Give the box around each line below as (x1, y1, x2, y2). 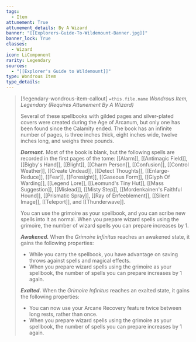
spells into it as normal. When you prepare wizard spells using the (20, 216, 180, 222)
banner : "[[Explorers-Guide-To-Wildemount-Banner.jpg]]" (6, 30, 148, 36)
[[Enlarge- (145, 167, 170, 174)
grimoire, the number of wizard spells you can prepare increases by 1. (20, 222, 189, 229)
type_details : (6, 79, 41, 85)
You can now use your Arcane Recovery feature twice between (29, 305, 182, 311)
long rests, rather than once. (29, 310, 98, 317)
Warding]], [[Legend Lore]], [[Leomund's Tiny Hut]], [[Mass (20, 180, 164, 187)
